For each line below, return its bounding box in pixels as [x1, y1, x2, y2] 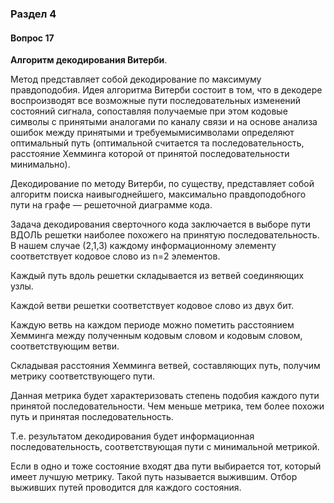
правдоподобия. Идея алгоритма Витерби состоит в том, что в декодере [10, 84, 323, 96]
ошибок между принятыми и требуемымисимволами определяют [10, 127, 295, 139]
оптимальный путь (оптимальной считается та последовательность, [10, 137, 305, 149]
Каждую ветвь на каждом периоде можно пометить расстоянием [10, 319, 295, 331]
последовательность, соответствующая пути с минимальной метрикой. [10, 441, 320, 453]
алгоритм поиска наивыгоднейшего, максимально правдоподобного [10, 188, 307, 201]
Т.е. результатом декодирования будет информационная [10, 430, 255, 442]
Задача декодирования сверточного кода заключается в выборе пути [10, 218, 311, 231]
